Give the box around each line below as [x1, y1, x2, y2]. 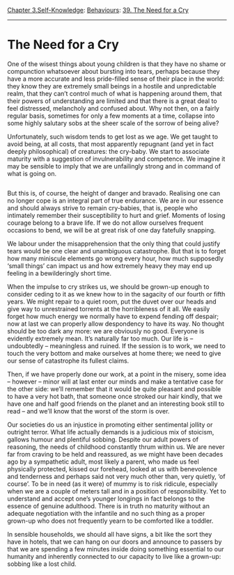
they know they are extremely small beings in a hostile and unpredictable [7, 81, 217, 90]
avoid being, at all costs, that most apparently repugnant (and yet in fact [7, 139, 214, 148]
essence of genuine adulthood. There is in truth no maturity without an [7, 501, 210, 510]
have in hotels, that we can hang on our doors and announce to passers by [7, 537, 222, 546]
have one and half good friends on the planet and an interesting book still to [7, 400, 225, 408]
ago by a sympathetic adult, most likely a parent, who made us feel [7, 457, 200, 466]
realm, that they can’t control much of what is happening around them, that [7, 89, 222, 97]
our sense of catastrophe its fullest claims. [7, 356, 130, 365]
